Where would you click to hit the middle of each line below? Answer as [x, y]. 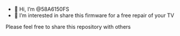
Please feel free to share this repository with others [68, 27]
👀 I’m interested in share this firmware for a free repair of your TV [94, 15]
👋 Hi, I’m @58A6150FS [42, 9]
